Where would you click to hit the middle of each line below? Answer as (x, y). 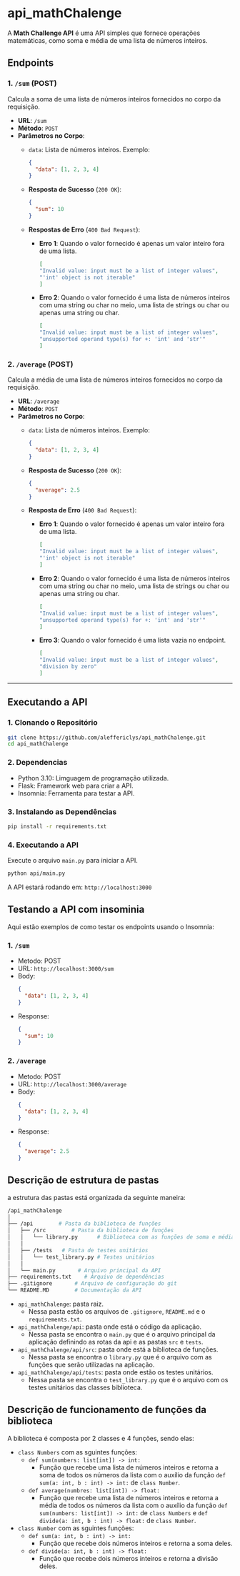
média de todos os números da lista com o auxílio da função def (133, 1505)
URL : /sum (32, 120)
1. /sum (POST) (32, 84)
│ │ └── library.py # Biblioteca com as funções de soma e (111, 1237)
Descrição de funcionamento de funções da (107, 1410)
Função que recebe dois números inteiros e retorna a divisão (129, 1558)
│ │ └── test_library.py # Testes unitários (81, 1257)
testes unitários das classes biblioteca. (85, 1387)
